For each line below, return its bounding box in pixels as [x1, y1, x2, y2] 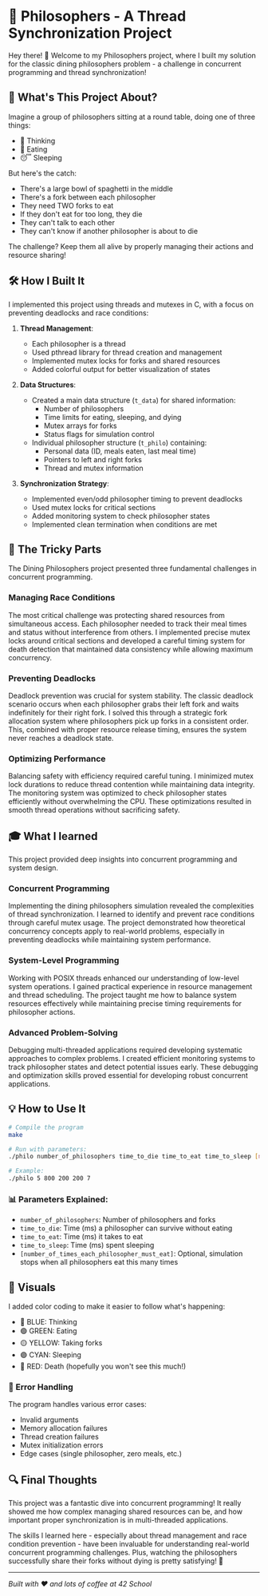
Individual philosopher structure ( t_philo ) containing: [31, 438, 207, 447]
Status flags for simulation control [43, 429, 156, 438]
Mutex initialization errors [19, 1440, 104, 1450]
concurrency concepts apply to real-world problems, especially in [8, 926, 225, 937]
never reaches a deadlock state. [8, 733, 114, 743]
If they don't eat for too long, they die [19, 209, 143, 219]
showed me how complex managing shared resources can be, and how [8, 1507, 243, 1516]
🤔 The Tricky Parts [8, 542, 102, 556]
